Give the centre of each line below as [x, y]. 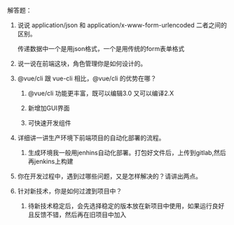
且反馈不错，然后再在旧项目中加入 [77, 215]
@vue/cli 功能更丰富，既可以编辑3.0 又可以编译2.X [101, 93]
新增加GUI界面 [49, 108]
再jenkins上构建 [50, 161]
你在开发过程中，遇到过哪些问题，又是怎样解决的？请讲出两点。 [109, 176]
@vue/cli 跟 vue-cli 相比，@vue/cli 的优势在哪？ [87, 78]
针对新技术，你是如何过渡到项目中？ [70, 191]
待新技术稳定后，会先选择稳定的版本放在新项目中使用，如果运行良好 [126, 206]
